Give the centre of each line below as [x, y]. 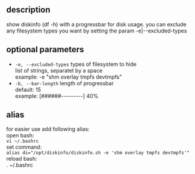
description [28, 10]
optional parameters [45, 49]
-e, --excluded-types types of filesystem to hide [76, 64]
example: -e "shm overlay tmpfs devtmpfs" [68, 77]
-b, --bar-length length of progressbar [64, 83]
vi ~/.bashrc [23, 141]
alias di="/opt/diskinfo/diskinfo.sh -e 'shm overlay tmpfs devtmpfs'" [98, 153]
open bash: [20, 136]
